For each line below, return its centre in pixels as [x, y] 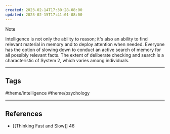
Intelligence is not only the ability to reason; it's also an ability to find [77, 39]
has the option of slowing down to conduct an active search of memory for [83, 50]
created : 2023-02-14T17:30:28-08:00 [44, 10]
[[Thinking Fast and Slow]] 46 [44, 126]
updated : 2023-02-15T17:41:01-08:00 [44, 15]
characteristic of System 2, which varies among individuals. [68, 60]
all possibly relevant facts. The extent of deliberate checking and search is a [85, 55]
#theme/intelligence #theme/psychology [48, 93]
